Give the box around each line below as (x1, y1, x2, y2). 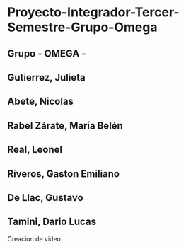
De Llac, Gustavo (7, 192, 83, 204)
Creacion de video (7, 234, 62, 243)
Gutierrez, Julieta (7, 71, 86, 83)
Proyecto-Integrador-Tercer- (7, 4, 180, 21)
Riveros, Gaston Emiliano (7, 168, 120, 180)
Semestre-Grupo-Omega (7, 19, 158, 35)
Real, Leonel (7, 144, 63, 156)
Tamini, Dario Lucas (7, 216, 97, 228)
